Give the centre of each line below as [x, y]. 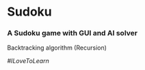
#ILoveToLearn [28, 61]
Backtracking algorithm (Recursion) [57, 48]
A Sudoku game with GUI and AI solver [72, 33]
